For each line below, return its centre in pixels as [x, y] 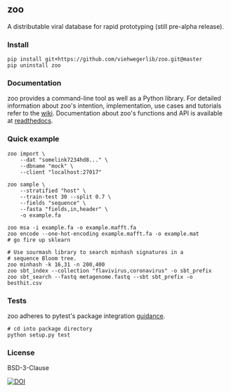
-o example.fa [40, 215]
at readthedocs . [30, 121]
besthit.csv [25, 283]
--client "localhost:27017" [61, 172]
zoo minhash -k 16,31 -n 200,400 [56, 265]
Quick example [33, 139]
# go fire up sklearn [39, 240]
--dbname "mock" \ [47, 166]
